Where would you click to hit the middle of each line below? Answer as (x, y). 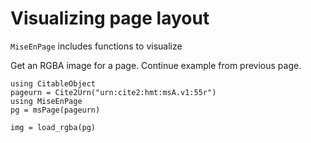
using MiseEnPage (46, 101)
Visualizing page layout (110, 18)
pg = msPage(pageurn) (55, 110)
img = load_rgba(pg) (53, 127)
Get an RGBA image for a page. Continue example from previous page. (156, 65)
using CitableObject (53, 83)
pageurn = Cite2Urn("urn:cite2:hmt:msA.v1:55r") (113, 92)
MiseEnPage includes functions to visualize (96, 46)
